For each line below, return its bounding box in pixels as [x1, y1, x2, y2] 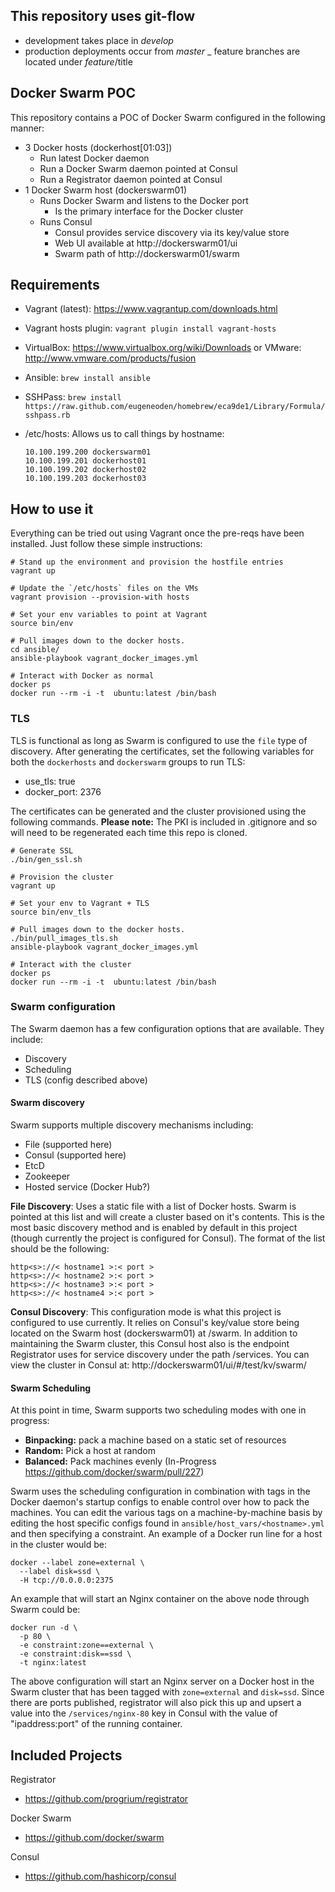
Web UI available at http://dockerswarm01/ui [54, 237, 238, 249]
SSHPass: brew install [24, 391, 122, 403]
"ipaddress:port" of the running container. [10, 1718, 183, 1730]
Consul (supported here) [24, 1149, 127, 1161]
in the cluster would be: [10, 1539, 107, 1551]
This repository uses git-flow [10, 8, 196, 25]
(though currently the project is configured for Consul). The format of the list [10, 1232, 326, 1244]
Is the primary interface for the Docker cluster [54, 205, 244, 217]
